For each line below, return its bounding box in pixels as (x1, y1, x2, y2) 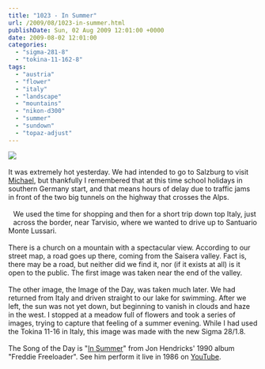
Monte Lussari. (8, 226, 57, 235)
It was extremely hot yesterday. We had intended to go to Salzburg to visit (8, 167, 249, 176)
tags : (8, 63, 26, 71)
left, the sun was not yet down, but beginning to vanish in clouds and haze (8, 301, 251, 311)
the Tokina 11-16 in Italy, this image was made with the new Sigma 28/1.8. (8, 326, 246, 336)
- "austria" (15, 70, 55, 78)
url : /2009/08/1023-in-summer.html (8, 19, 126, 27)
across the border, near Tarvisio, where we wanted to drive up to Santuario (13, 217, 257, 227)
